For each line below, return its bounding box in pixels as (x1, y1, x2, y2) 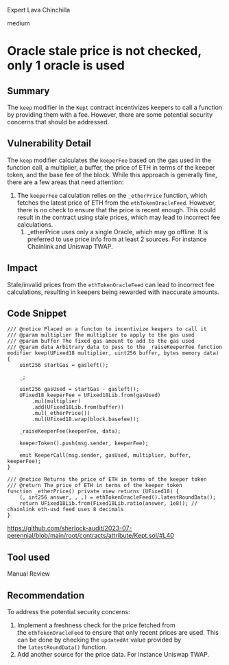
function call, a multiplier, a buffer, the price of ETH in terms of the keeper (7, 163, 215, 171)
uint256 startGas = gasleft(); (19, 362, 109, 369)
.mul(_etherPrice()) (32, 410, 91, 417)
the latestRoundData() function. (16, 643, 108, 651)
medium (7, 19, 30, 27)
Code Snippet (7, 308, 67, 319)
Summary (7, 85, 50, 97)
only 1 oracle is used (7, 58, 125, 74)
